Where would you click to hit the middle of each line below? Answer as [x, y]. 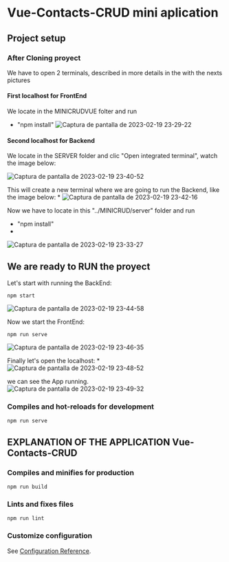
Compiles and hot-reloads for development [81, 407]
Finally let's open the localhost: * [54, 361]
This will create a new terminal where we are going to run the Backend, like [113, 190]
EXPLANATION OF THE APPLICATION [89, 442]
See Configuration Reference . [49, 551]
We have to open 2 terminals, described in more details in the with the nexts [115, 72]
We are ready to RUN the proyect [79, 266]
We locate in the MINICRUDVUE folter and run [72, 111]
